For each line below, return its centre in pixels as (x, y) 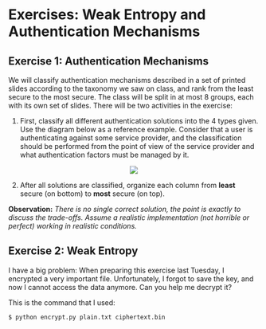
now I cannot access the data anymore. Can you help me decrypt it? (120, 287)
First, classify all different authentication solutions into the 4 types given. (139, 121)
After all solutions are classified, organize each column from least (127, 185)
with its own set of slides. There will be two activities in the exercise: (121, 106)
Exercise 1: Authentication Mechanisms (109, 61)
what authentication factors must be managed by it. (104, 155)
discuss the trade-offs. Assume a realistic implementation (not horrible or (129, 217)
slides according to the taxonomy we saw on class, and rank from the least (131, 88)
